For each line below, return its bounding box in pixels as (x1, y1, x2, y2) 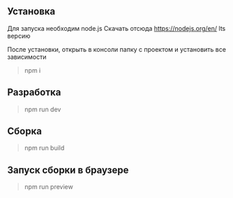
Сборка (7, 125, 42, 137)
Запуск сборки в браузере (7, 164, 129, 176)
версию (7, 31, 31, 40)
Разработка (7, 87, 61, 99)
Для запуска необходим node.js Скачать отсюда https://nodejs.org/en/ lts (7, 24, 226, 32)
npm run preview (24, 183, 73, 191)
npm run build (24, 143, 65, 153)
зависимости (7, 52, 47, 61)
